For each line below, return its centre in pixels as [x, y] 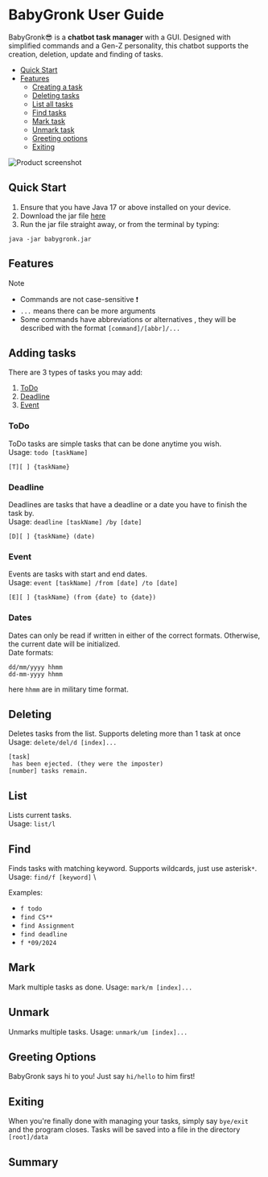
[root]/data [28, 1138]
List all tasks [53, 104]
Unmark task [53, 130]
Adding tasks [42, 353]
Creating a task [57, 87]
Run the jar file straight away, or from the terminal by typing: [120, 224]
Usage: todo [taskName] [48, 452]
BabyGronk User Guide [87, 15]
